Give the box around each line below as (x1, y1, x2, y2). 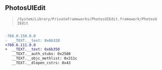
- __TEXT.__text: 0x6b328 (5, 38, 60, 43)
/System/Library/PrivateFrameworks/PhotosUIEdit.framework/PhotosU (17, 16, 157, 21)
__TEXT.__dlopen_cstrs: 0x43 (11, 60, 71, 66)
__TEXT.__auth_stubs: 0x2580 (11, 52, 71, 56)
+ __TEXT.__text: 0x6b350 (5, 47, 60, 52)
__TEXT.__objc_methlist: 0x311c (11, 56, 78, 61)
